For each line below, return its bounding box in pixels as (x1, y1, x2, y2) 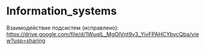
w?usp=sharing (6, 37, 46, 44)
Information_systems (6, 4, 117, 18)
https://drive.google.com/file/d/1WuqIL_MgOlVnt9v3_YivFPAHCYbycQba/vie (6, 30, 199, 37)
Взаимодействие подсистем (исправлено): (6, 24, 119, 31)
